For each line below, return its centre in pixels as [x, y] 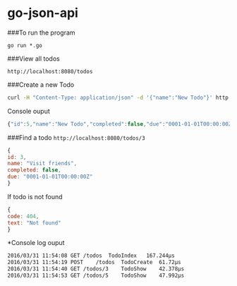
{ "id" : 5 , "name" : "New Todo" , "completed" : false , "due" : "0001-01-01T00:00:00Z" [121, 124]
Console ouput [29, 111]
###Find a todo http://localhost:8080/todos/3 [77, 137]
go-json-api [43, 13]
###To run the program [41, 32]
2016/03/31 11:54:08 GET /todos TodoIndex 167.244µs [91, 256]
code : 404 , [23, 216]
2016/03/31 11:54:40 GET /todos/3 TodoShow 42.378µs [96, 269]
